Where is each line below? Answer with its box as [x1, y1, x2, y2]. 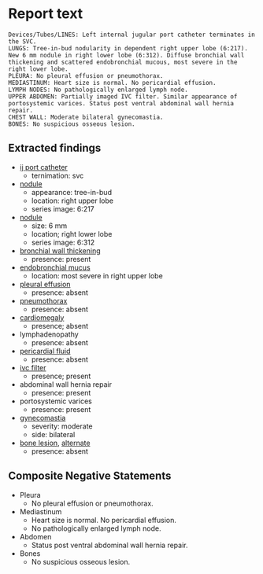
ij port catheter [19, 162, 69, 171]
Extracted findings [8, 142, 102, 155]
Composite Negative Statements [8, 469, 172, 483]
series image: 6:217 [31, 204, 94, 213]
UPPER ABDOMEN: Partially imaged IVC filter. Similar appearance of [8, 92, 238, 101]
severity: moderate [31, 421, 93, 431]
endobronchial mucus [19, 263, 91, 272]
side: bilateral [31, 429, 76, 439]
